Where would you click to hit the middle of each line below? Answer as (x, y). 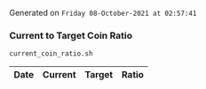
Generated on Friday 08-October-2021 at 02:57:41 (103, 13)
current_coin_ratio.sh (51, 54)
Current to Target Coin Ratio (71, 35)
